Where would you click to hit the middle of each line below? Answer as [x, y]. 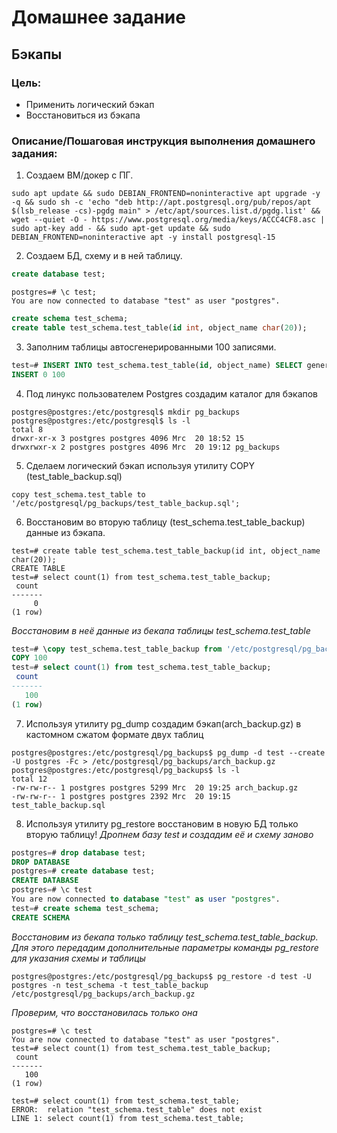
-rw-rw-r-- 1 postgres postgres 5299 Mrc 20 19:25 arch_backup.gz [155, 787]
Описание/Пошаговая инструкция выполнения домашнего [163, 141]
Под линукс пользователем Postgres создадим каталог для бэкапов [172, 393]
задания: [34, 153]
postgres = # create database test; [83, 871]
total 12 [29, 779]
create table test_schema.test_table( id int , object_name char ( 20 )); [159, 327]
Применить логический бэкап [90, 104]
